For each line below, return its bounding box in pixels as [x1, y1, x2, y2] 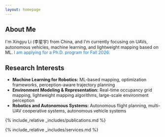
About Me [5, 25, 36, 34]
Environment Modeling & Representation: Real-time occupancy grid [12, 87, 152, 93]
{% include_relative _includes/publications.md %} [5, 117, 106, 123]
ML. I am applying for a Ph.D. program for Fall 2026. [5, 49, 110, 55]
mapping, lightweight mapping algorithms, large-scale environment [12, 92, 149, 98]
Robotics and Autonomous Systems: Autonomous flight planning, [12, 103, 148, 109]
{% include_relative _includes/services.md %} [5, 127, 99, 133]
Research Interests [5, 64, 65, 72]
